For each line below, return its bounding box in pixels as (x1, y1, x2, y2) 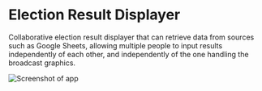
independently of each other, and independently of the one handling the (8, 49, 249, 59)
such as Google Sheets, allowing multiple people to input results (8, 40, 223, 50)
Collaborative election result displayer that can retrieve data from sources (8, 32, 255, 42)
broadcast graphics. (8, 58, 75, 68)
